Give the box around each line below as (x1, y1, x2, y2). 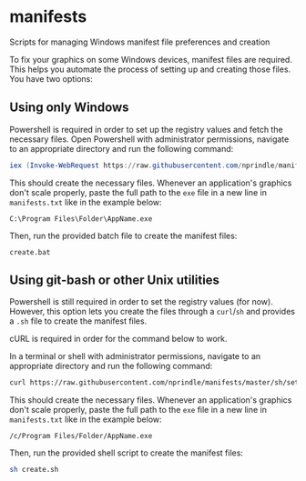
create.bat (9, 247, 51, 256)
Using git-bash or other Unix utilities (9, 273, 220, 288)
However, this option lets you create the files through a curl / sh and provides (9, 306, 296, 317)
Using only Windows (9, 100, 129, 115)
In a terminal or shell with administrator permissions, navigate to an (9, 351, 261, 362)
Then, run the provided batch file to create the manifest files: (9, 230, 238, 241)
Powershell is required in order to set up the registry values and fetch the (9, 124, 284, 135)
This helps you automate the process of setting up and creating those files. (9, 64, 291, 75)
